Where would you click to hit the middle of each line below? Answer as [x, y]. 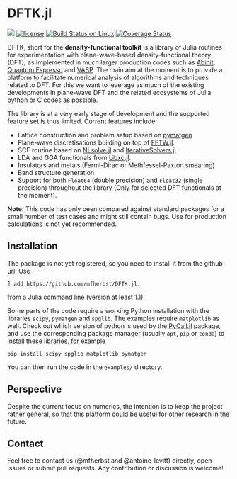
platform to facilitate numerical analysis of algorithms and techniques [108, 77]
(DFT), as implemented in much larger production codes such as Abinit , [111, 62]
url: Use [19, 271]
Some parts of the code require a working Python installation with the [109, 310]
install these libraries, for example [57, 341]
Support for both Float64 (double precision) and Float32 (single [110, 180]
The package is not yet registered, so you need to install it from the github [115, 263]
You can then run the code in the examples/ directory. [85, 367]
